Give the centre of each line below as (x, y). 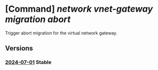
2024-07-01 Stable (28, 62)
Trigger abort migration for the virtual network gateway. (61, 33)
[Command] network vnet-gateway (79, 9)
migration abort (38, 19)
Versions (19, 48)
